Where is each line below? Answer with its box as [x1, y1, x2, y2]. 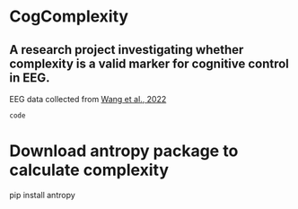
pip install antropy [9, 189, 76, 200]
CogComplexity [9, 6, 128, 27]
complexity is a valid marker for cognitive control [9, 56, 290, 71]
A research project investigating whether [9, 42, 244, 57]
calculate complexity [9, 160, 169, 180]
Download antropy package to [9, 141, 239, 161]
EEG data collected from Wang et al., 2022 [9, 94, 167, 104]
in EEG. [9, 70, 51, 85]
